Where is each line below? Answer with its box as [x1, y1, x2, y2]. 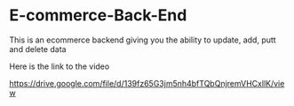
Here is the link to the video [9, 61, 110, 72]
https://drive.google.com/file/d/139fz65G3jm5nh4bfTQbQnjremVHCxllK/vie [9, 78, 285, 88]
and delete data [9, 43, 67, 54]
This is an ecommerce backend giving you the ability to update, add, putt [9, 34, 277, 45]
